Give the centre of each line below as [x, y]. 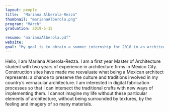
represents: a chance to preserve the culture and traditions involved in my [82, 77]
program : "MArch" [23, 24]
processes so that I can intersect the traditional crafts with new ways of [79, 88]
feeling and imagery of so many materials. [49, 104]
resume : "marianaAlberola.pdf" [38, 38]
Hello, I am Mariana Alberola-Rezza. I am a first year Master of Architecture [83, 61]
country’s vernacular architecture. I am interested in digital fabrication [77, 82]
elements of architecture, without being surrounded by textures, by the [78, 98]
